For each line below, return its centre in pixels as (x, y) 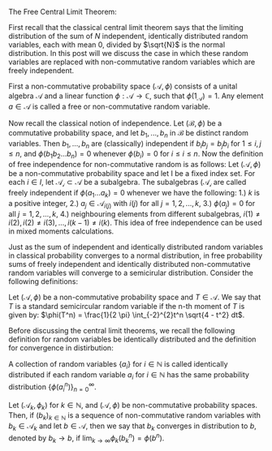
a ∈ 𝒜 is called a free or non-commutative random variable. (110, 106)
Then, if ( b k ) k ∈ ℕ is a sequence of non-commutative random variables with (135, 417)
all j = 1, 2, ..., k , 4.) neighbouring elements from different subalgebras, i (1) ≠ (135, 213)
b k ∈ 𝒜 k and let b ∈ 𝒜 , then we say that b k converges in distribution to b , (133, 427)
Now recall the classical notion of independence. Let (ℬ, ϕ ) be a (115, 123)
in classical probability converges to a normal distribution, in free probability (136, 256)
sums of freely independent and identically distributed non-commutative (130, 264)
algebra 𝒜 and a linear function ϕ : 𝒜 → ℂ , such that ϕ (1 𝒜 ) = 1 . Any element (136, 97)
